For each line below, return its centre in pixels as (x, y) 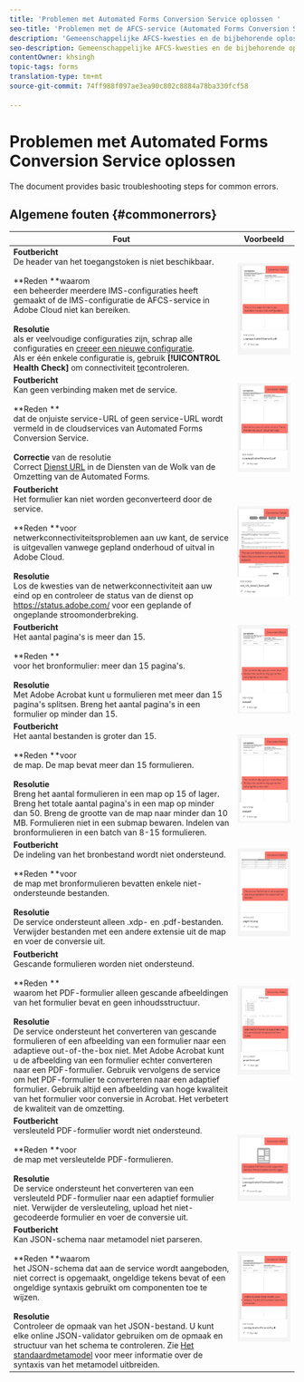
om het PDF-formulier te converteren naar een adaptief (116, 1079)
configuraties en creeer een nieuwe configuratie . (104, 348)
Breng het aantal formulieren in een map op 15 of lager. (116, 794)
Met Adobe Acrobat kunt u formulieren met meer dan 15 (118, 695)
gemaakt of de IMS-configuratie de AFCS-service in (111, 300)
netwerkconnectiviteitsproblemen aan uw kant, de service (121, 537)
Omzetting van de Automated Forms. (81, 477)
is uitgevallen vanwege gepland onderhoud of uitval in (114, 547)
